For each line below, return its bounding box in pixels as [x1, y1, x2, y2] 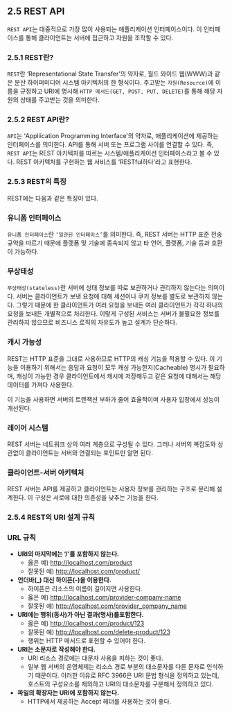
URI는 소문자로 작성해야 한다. [17, 645, 96, 654]
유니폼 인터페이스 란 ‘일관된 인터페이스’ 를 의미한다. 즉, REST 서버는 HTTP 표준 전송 [7, 230, 223, 238]
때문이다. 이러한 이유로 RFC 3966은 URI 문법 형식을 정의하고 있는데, [35, 671, 220, 679]
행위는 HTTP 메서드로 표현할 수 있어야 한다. [27, 636, 145, 645]
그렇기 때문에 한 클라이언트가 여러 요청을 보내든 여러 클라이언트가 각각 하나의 [16, 301, 224, 310]
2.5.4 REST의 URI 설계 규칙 [7, 513, 96, 523]
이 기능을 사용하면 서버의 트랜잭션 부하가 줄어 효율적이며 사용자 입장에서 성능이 [7, 395, 220, 403]
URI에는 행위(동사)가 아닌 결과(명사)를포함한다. [17, 611, 144, 619]
